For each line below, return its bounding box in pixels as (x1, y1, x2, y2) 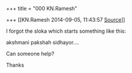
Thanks (6, 61, 25, 68)
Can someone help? (6, 50, 55, 57)
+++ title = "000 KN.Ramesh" (6, 5, 77, 12)
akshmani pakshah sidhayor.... (6, 39, 79, 46)
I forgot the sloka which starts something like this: (6, 27, 126, 34)
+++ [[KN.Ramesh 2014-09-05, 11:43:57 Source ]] (6, 16, 126, 23)
